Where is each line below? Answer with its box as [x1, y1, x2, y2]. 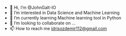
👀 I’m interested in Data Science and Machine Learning [9, 10, 120, 16]
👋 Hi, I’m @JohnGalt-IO [9, 5, 56, 10]
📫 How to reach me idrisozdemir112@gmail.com [9, 26, 107, 31]
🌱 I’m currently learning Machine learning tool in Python [9, 15, 122, 20]
